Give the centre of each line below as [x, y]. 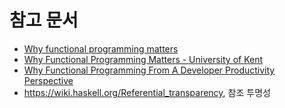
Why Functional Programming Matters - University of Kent [143, 59]
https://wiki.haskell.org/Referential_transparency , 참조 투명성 [147, 92]
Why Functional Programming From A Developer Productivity [149, 70]
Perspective [48, 80]
